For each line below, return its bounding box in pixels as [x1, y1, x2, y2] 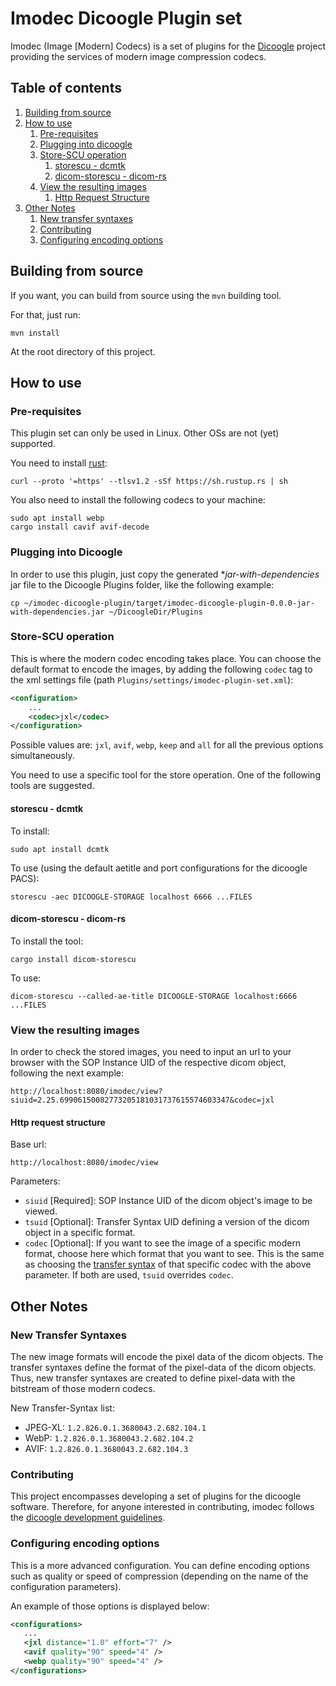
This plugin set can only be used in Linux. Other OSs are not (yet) [10, 427, 280, 439]
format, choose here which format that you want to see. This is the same [24, 1248, 325, 1260]
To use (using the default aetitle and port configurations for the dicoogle [10, 862, 308, 874]
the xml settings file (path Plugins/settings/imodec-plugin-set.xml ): [10, 673, 294, 686]
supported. [10, 438, 56, 450]
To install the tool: [10, 935, 84, 947]
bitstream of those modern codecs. [10, 1382, 156, 1394]
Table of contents [10, 80, 122, 97]
